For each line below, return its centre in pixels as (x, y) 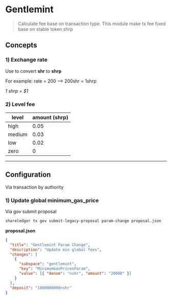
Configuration (28, 175)
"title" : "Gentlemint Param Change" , (50, 245)
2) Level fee (20, 104)
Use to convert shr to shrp (34, 71)
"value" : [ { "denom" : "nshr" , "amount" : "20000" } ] (75, 274)
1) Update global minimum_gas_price (52, 200)
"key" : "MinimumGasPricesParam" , (55, 269)
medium (18, 134)
